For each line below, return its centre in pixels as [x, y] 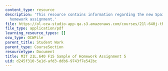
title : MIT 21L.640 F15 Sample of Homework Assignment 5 [66, 56]
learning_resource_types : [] [35, 33]
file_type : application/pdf [34, 28]
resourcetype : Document [30, 51]
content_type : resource [30, 10]
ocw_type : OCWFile [24, 38]
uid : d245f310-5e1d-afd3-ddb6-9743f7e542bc [51, 61]
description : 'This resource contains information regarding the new [79, 14]
